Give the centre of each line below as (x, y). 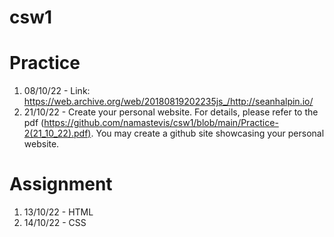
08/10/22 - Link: (57, 91)
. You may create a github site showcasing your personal (207, 133)
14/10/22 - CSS (55, 223)
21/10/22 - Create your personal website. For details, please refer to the (171, 112)
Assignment (61, 184)
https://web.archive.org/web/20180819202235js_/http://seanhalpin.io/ (168, 102)
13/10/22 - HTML (58, 212)
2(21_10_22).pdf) (57, 133)
